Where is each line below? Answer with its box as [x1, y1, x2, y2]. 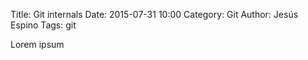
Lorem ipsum [10, 39, 65, 50]
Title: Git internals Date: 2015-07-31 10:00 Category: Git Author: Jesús [10, 9, 299, 20]
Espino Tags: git [10, 19, 77, 31]
